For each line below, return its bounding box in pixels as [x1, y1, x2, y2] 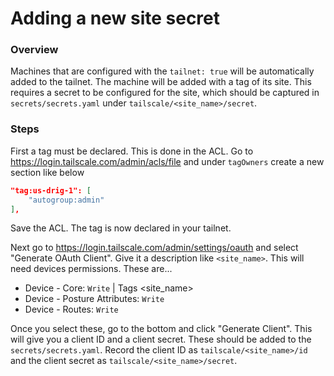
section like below [10, 166, 85, 178]
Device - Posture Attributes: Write [24, 293, 165, 305]
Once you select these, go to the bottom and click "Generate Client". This [10, 323, 313, 335]
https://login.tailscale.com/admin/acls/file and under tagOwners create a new [10, 155, 325, 167]
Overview [10, 43, 59, 57]
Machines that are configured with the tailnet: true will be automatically [10, 65, 315, 77]
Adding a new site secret [10, 7, 221, 30]
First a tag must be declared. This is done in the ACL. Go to [10, 145, 254, 157]
